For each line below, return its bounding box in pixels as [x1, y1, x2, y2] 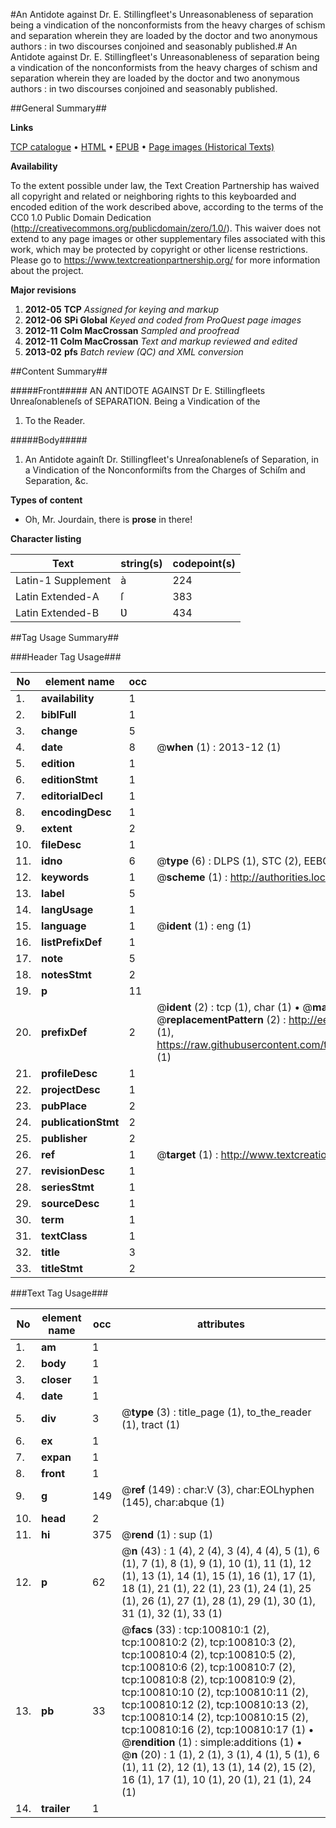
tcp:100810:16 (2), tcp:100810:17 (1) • [121, 1723, 315, 1736]
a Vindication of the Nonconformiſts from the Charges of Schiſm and [24, 464, 306, 476]
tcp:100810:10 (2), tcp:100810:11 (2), [121, 1685, 309, 1699]
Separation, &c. [24, 475, 89, 486]
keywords [41, 870, 90, 884]
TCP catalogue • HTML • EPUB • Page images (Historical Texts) [10, 141, 275, 153]
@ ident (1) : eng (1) [156, 919, 252, 933]
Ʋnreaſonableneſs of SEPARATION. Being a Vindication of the [10, 395, 261, 407]
